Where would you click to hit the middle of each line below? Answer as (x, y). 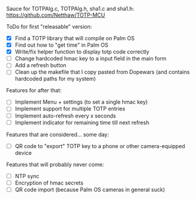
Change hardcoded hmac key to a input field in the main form (91, 59)
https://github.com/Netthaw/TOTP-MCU (56, 15)
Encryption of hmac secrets (49, 183)
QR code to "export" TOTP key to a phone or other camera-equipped (100, 146)
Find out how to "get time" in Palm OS (61, 45)
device (23, 153)
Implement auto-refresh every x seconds (65, 116)
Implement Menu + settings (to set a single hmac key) (81, 102)
